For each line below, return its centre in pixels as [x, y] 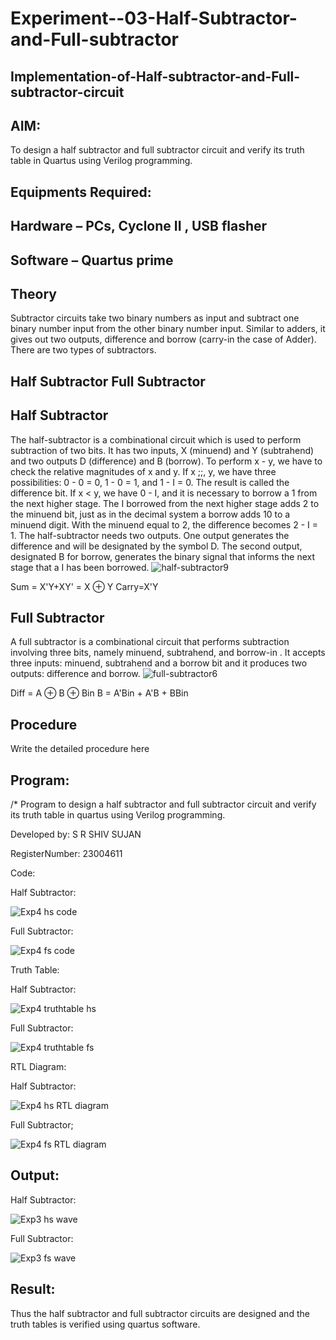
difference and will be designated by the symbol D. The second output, [156, 546]
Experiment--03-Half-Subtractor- [154, 18]
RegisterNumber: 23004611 [66, 854]
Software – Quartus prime [92, 260]
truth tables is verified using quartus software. [105, 1324]
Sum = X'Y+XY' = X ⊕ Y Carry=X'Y [84, 586]
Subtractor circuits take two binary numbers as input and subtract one [155, 318]
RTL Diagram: [38, 1067]
